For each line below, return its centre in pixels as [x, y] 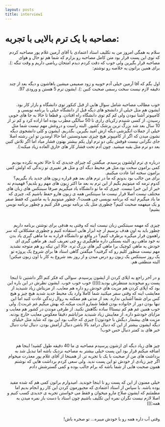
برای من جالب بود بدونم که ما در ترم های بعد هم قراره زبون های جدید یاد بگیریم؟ [87, 178]
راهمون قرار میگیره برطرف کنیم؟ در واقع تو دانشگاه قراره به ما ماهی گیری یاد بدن [84, 236]
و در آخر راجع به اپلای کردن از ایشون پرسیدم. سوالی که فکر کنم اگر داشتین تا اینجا [85, 278]
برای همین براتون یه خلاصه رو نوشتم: [126, 68]
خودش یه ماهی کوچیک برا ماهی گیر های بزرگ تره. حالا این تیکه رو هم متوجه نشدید [85, 246]
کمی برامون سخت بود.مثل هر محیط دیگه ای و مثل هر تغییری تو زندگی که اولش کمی [83, 168]
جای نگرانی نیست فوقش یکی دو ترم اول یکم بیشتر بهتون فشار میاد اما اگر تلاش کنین [83, 142]
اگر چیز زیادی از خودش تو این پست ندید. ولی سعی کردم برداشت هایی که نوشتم [87, 361]
